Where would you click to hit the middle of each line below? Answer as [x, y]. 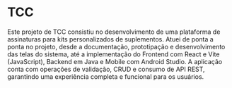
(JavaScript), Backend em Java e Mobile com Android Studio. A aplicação [115, 61]
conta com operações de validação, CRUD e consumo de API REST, [106, 69]
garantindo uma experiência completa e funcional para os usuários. [106, 76]
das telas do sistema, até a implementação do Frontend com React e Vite [114, 54]
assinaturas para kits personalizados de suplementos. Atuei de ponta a [110, 39]
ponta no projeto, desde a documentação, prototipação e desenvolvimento [116, 46]
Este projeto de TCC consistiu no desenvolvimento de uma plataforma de [114, 32]
